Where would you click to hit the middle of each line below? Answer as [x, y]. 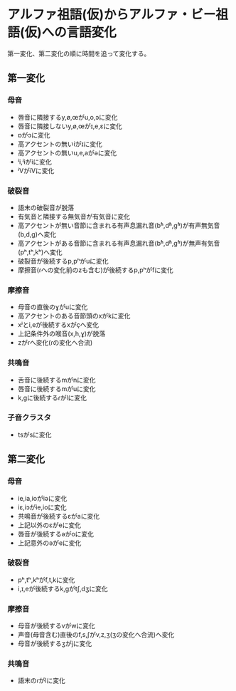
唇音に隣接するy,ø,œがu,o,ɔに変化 [68, 117]
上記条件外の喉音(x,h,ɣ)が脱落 [61, 334]
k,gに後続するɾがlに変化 [52, 398]
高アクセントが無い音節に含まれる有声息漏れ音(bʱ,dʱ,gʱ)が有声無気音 [119, 225]
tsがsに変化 [34, 435]
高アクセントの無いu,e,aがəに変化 [67, 152]
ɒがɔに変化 [34, 135]
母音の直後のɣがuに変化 [53, 307]
